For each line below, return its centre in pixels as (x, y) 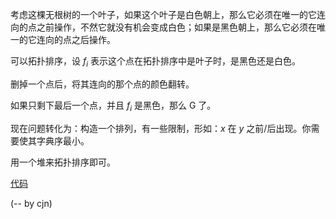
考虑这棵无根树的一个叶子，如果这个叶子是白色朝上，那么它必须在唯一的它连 (168, 14)
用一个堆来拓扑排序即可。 (63, 162)
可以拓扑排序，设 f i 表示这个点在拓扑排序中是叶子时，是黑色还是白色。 (155, 62)
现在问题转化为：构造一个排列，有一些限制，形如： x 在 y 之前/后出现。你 (161, 128)
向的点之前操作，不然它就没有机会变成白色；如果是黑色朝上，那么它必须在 (163, 27)
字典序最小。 (63, 140)
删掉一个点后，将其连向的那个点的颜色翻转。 (102, 84)
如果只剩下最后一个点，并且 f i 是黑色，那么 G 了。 (113, 106)
